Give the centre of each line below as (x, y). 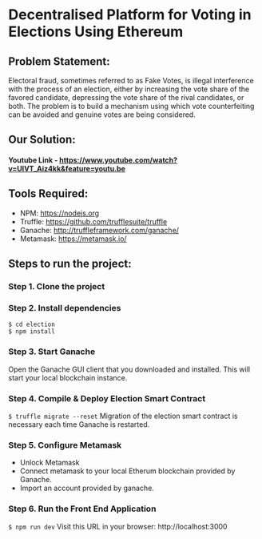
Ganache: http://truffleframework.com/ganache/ (99, 230)
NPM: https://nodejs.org (60, 213)
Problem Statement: (59, 61)
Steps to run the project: (70, 264)
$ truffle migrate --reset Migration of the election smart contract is (123, 416)
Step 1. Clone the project (57, 287)
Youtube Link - (33, 160)
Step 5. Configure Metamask (65, 444)
